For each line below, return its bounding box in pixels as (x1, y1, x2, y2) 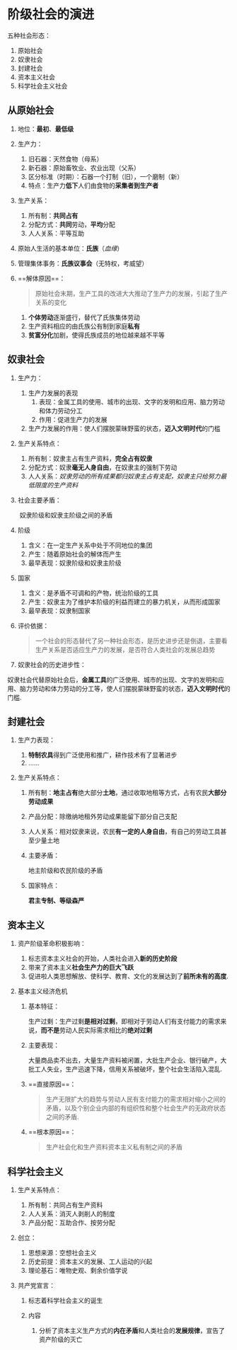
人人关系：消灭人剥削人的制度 (28, 1210, 115, 1218)
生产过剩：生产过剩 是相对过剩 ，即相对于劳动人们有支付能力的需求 (28, 1017, 221, 1026)
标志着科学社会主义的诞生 (28, 1296, 103, 1305)
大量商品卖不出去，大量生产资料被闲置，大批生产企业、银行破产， (28, 1056, 221, 1065)
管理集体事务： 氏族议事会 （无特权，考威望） (17, 259, 149, 268)
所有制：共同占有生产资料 (28, 1201, 103, 1209)
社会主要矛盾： (17, 496, 62, 504)
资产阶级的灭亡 (38, 1335, 83, 1344)
